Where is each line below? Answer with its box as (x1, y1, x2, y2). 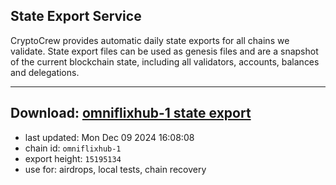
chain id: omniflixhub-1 (24, 142, 122, 154)
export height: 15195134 (24, 152, 122, 164)
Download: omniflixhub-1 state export (10, 105, 252, 122)
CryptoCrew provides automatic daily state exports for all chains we (10, 34, 290, 46)
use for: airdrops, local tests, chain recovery (24, 163, 207, 175)
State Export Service (10, 8, 142, 25)
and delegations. (10, 66, 80, 78)
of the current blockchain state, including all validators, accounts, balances (10, 55, 320, 68)
